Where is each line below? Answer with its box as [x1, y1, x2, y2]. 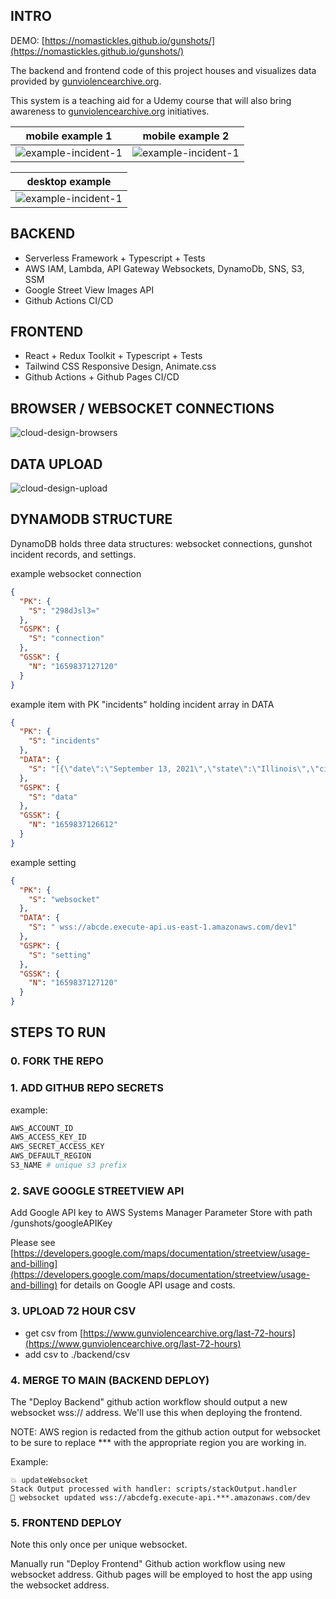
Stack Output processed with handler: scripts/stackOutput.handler [10, 1484, 298, 1494]
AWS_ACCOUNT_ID [10, 1123, 74, 1133]
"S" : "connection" [28, 634, 105, 644]
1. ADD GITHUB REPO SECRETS [10, 1081, 165, 1095]
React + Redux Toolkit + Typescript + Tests [24, 350, 203, 362]
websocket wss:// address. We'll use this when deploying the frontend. [10, 1406, 303, 1418]
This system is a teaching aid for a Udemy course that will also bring [10, 94, 292, 106]
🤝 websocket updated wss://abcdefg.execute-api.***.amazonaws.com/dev [10, 1492, 311, 1503]
